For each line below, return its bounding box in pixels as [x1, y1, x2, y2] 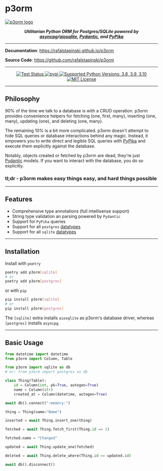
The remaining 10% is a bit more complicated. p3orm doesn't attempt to [5, 127, 149, 133]
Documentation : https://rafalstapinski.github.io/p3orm [5, 47, 114, 54]
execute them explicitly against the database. [5, 143, 96, 149]
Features [5, 195, 33, 203]
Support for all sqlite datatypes [12, 229, 77, 235]
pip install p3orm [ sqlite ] [5, 297, 60, 302]
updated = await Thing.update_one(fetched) [5, 445, 95, 450]
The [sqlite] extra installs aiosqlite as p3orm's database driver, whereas [5, 315, 154, 321]
